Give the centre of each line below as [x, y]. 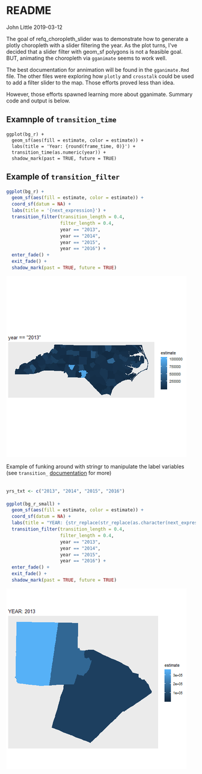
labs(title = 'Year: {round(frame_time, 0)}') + [74, 146]
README [29, 11]
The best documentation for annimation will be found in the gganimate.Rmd [98, 69]
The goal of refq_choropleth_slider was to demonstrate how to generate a [97, 39]
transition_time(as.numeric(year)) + [59, 152]
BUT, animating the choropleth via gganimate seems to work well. [87, 58]
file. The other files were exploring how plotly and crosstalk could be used [100, 76]
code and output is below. [38, 101]
